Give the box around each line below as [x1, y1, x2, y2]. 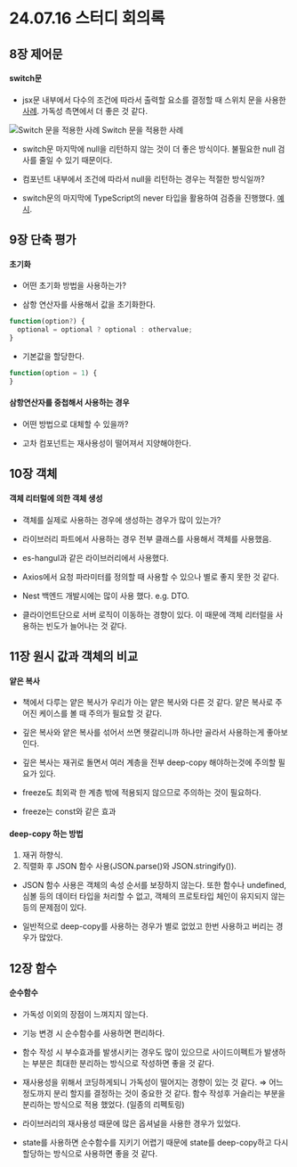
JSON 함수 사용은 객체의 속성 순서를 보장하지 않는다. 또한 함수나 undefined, [21, 880, 287, 891]
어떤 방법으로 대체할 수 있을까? [21, 418, 129, 429]
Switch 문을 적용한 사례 [101, 124, 184, 135]
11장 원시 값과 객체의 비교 [9, 648, 139, 664]
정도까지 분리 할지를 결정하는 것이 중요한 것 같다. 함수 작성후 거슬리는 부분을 [21, 1088, 286, 1098]
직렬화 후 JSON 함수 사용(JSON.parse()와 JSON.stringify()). [21, 861, 237, 872]
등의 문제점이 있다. [21, 902, 87, 913]
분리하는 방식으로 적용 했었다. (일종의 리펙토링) [21, 1098, 185, 1110]
